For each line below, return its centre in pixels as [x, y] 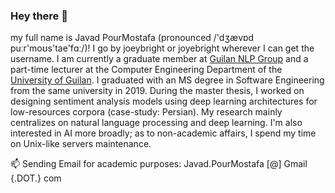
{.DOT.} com [36, 178]
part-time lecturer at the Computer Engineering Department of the [146, 70]
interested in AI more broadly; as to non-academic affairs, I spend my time [163, 133]
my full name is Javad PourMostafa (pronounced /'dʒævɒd [132, 38]
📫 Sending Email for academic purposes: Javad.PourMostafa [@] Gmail [159, 164]
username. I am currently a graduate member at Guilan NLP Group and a [159, 59]
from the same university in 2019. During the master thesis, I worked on [157, 91]
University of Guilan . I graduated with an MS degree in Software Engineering [167, 80]
